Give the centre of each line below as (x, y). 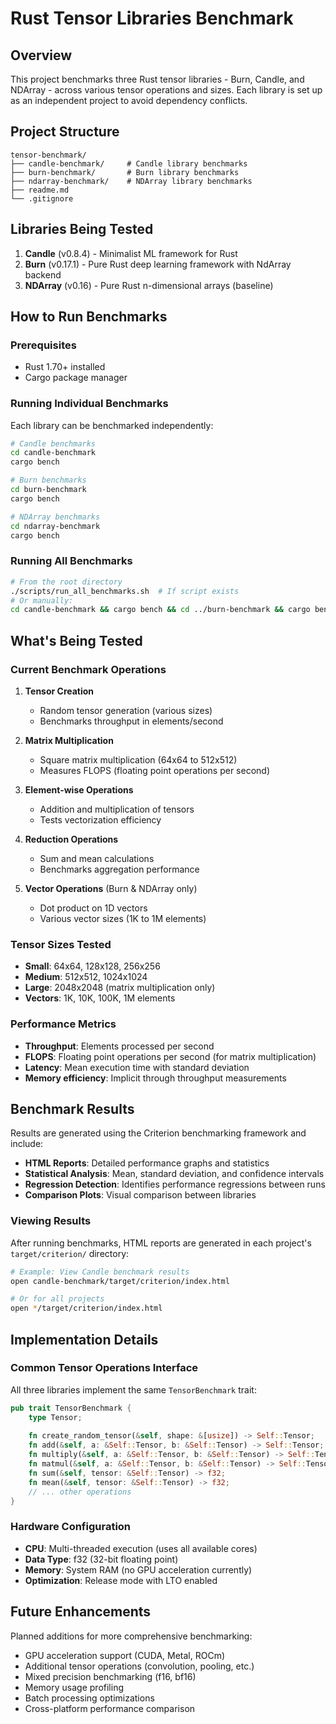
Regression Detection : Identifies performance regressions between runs (175, 1184)
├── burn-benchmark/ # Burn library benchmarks (125, 172)
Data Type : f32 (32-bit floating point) (101, 1559)
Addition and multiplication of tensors (117, 809)
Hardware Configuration (71, 1527)
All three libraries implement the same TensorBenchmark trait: (133, 1389)
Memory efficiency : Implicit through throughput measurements (155, 1078)
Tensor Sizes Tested (61, 944)
